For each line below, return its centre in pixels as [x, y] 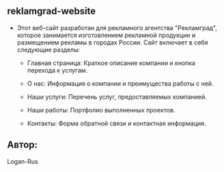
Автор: [23, 145]
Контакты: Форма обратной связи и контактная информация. [116, 123]
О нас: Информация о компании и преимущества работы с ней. [120, 83]
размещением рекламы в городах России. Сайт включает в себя [112, 42]
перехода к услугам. [57, 70]
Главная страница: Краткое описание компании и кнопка [111, 63]
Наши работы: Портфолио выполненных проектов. [101, 110]
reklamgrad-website [52, 11]
